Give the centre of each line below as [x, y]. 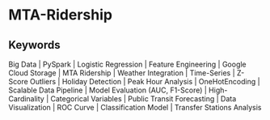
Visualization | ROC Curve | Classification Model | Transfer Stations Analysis [135, 107]
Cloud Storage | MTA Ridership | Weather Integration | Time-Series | [122, 73]
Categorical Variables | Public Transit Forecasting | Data [143, 99]
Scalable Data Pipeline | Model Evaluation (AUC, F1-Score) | [108, 90]
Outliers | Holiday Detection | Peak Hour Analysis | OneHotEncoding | [145, 81]
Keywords [34, 45]
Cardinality [26, 99]
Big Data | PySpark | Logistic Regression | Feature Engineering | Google [127, 64]
